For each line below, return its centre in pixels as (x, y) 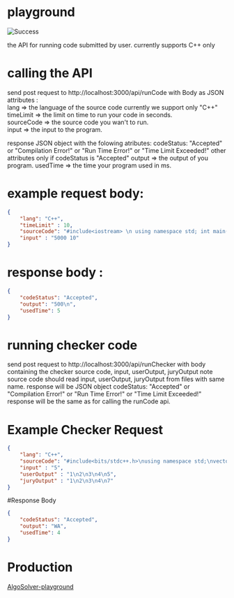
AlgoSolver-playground (41, 586)
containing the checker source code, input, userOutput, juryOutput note (110, 372)
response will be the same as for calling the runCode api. (89, 401)
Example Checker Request (85, 429)
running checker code (72, 345)
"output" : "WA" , (44, 526)
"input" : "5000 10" (49, 238)
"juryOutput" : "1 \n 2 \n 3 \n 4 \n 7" (67, 481)
